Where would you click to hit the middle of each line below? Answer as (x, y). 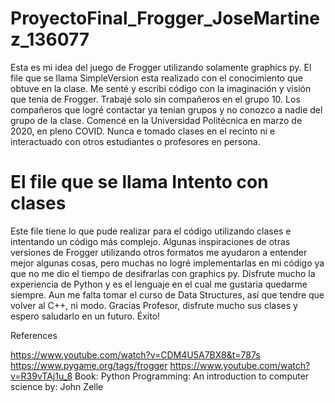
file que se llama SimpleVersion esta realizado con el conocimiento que (156, 78)
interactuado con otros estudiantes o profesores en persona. (135, 141)
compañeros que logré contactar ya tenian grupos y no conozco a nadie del (166, 109)
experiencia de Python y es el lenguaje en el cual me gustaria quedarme (159, 284)
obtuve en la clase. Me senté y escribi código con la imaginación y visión (161, 88)
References (34, 335)
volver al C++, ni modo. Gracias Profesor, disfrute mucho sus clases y (154, 305)
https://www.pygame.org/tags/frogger (89, 365)
